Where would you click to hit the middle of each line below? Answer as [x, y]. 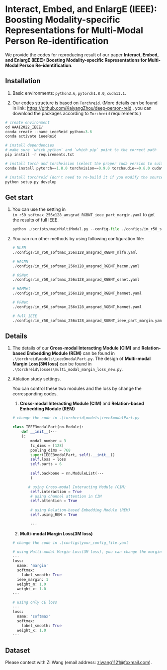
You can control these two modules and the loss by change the [77, 389]
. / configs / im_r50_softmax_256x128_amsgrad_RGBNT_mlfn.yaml [75, 252]
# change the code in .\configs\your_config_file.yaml [70, 543]
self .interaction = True [56, 492]
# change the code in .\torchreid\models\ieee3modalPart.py [76, 418]
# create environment [28, 122]
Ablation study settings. [37, 379]
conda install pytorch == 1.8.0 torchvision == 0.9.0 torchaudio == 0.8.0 [78, 168]
